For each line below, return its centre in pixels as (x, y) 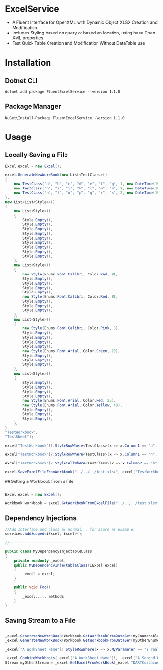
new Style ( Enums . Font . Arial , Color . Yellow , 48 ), (73, 405)
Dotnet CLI (21, 80)
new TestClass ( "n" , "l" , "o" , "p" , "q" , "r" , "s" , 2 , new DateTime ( (84, 193)
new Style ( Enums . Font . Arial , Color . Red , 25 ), (69, 401)
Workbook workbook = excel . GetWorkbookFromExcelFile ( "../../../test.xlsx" (82, 503)
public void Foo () (32, 587)
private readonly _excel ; (40, 560)
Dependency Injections (41, 518)
